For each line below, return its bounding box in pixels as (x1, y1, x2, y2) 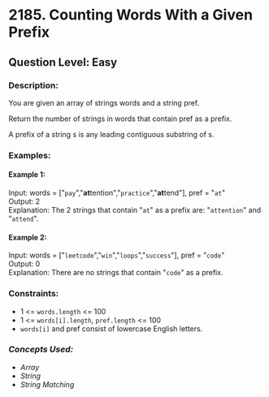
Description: (8, 80, 59, 91)
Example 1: (8, 170, 46, 179)
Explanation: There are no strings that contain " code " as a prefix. (8, 268, 223, 278)
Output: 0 (8, 259, 41, 269)
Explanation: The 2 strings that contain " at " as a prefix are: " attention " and (8, 205, 262, 214)
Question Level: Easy (8, 55, 118, 69)
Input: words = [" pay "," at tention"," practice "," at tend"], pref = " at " (8, 188, 226, 197)
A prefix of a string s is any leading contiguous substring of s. (8, 129, 215, 139)
